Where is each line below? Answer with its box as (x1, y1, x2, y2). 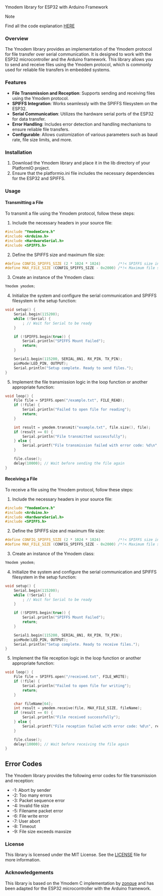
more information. (5, 857, 41, 863)
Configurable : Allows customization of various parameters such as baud (12, 131, 158, 137)
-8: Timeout (12, 823, 36, 829)
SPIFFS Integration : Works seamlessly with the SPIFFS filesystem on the (12, 100, 158, 106)
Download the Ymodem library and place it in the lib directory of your (12, 160, 150, 166)
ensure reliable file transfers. (12, 126, 70, 132)
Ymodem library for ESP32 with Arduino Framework (5, 4, 108, 10)
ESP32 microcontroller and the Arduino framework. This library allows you (5, 56, 153, 62)
